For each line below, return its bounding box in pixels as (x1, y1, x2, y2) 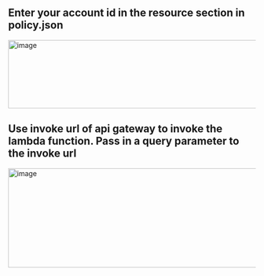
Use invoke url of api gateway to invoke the (8, 122, 222, 136)
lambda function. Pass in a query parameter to (8, 134, 240, 148)
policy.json (8, 19, 64, 32)
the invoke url (8, 147, 77, 160)
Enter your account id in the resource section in (8, 6, 245, 20)
